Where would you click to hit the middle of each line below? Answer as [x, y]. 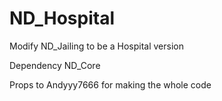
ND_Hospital [62, 18]
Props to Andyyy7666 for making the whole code [110, 84]
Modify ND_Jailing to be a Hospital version [97, 46]
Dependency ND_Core [55, 65]
